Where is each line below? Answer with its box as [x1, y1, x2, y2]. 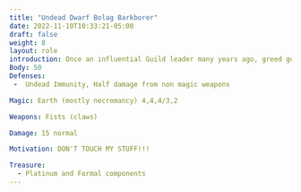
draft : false [9, 30, 58, 39]
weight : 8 [9, 38, 47, 48]
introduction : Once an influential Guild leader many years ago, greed [9, 55, 282, 64]
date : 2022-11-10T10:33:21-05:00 [9, 22, 134, 31]
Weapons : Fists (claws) [9, 112, 99, 121]
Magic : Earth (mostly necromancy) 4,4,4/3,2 [9, 96, 178, 105]
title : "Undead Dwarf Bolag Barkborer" [9, 13, 159, 22]
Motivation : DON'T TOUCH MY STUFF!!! [9, 144, 150, 153]
